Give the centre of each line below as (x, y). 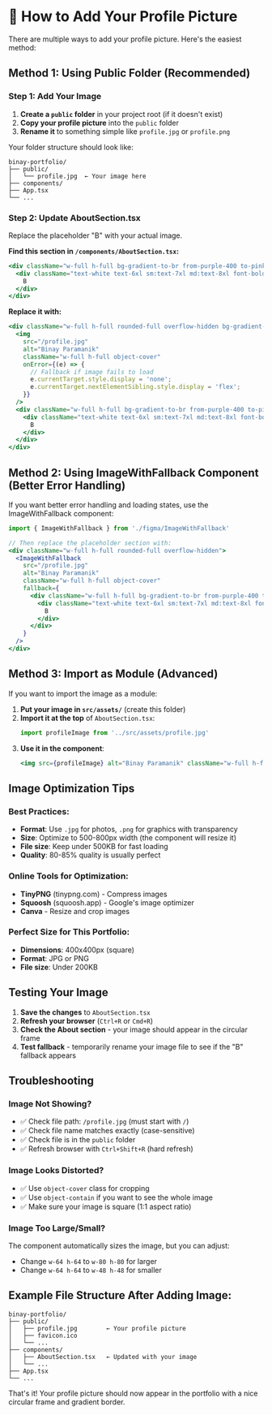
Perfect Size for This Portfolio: (69, 932)
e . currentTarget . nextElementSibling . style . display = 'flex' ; (135, 387)
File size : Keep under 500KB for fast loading (94, 847)
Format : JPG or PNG (54, 958)
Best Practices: (39, 811)
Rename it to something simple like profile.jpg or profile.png (125, 131)
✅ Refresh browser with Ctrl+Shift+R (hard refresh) (107, 1149)
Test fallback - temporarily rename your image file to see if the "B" (132, 1046)
